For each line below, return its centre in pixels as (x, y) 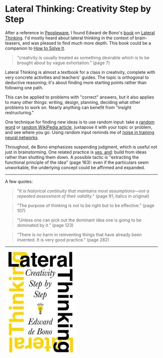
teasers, (13, 43)
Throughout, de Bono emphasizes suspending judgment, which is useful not (81, 147)
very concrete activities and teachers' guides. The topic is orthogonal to (77, 77)
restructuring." (19, 112)
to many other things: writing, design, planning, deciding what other (73, 102)
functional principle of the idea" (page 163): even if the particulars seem (77, 162)
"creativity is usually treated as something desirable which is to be (83, 57)
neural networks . (22, 137)
